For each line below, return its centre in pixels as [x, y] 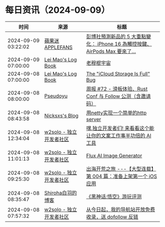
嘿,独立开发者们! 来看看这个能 [120, 128]
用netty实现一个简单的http [116, 113]
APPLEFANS [58, 47]
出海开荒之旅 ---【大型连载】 [121, 169]
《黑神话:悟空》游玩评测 [114, 196]
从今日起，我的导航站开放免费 [121, 209]
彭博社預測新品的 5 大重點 [116, 36]
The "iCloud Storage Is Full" [118, 73]
